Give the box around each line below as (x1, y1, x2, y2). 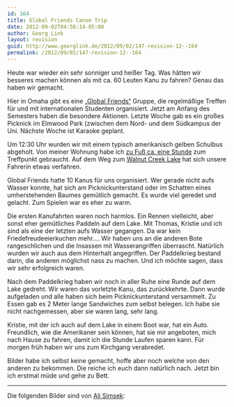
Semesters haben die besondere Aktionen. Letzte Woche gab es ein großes (7, 111, 224, 120)
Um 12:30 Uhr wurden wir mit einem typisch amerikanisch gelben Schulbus (7, 140, 223, 148)
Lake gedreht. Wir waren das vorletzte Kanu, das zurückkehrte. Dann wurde (7, 285, 225, 293)
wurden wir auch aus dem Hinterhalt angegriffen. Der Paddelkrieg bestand (7, 249, 221, 257)
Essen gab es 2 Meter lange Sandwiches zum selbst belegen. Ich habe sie (7, 299, 221, 308)
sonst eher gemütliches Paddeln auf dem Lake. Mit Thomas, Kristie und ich (7, 219, 223, 227)
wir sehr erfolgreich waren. (7, 264, 85, 272)
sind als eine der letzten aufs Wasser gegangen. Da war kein (7, 227, 181, 235)
